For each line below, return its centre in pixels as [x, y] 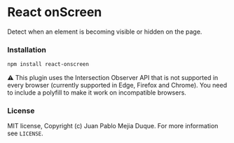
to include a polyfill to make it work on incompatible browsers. [97, 93]
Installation [27, 50]
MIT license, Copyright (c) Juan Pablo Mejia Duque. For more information [113, 126]
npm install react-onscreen [48, 64]
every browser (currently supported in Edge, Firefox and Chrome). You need [117, 86]
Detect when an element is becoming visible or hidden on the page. [105, 32]
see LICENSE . [25, 133]
